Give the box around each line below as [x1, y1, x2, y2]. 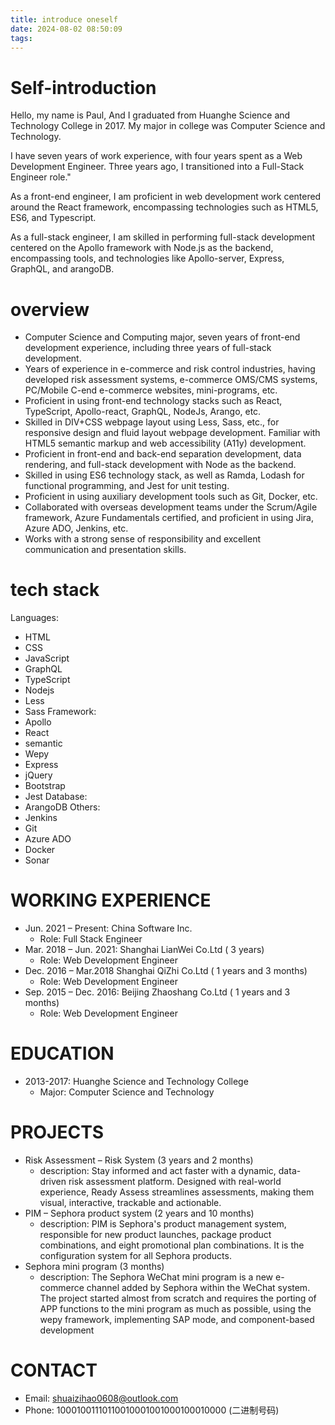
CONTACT [10, 1359, 98, 1382]
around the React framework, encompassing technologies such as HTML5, [10, 201, 319, 213]
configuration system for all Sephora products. [39, 1250, 232, 1261]
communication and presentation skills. [24, 544, 187, 556]
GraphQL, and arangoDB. [10, 263, 115, 275]
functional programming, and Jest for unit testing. [24, 480, 230, 492]
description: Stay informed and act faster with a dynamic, [39, 1165, 277, 1176]
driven [39, 1176, 67, 1187]
